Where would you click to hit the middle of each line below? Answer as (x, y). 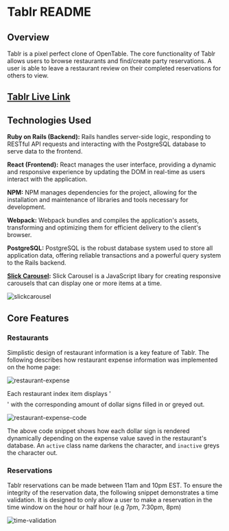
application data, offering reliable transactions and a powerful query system (114, 256)
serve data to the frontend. (45, 151)
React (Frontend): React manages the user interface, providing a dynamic (112, 164)
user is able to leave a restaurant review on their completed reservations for (114, 68)
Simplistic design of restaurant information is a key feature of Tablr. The (108, 352)
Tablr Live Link (39, 97)
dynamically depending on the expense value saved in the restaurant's (107, 438)
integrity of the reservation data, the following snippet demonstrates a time (113, 493)
